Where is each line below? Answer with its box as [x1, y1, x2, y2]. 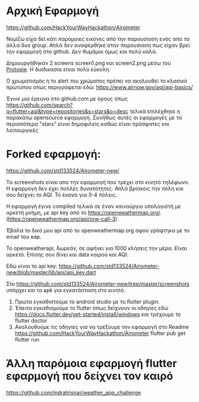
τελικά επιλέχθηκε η [129, 107, 180, 115]
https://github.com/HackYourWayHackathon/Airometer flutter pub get [14, 330, 186, 337]
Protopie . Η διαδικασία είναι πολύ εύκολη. [6, 65, 111, 72]
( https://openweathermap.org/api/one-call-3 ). [6, 215, 119, 222]
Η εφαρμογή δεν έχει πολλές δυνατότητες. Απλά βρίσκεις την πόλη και [6, 185, 184, 192]
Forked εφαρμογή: [6, 147, 101, 161]
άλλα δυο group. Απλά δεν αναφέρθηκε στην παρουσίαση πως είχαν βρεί [6, 42, 190, 49]
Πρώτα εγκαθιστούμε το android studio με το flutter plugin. [14, 298, 160, 305]
